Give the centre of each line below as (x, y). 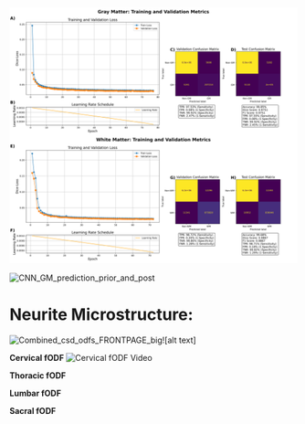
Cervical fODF (37, 357)
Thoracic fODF (38, 375)
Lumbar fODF (36, 393)
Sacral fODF (33, 410)
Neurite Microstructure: (101, 315)
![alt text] (179, 340)
